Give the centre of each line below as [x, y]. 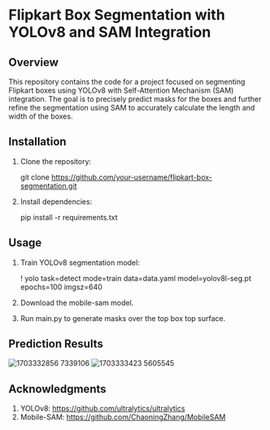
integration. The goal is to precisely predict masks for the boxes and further [135, 99]
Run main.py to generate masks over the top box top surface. [123, 318]
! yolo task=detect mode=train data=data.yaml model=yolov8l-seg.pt [136, 278]
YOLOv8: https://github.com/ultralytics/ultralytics [102, 409]
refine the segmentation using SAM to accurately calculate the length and [132, 108]
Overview [34, 62]
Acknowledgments [58, 389]
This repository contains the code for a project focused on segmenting [127, 82]
